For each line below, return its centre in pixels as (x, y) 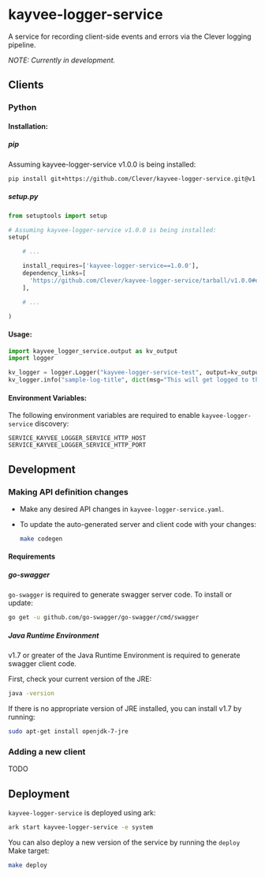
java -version (32, 694)
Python (22, 107)
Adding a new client (47, 751)
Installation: (28, 126)
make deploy (28, 866)
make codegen (41, 539)
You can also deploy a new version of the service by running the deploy (124, 842)
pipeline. (22, 44)
